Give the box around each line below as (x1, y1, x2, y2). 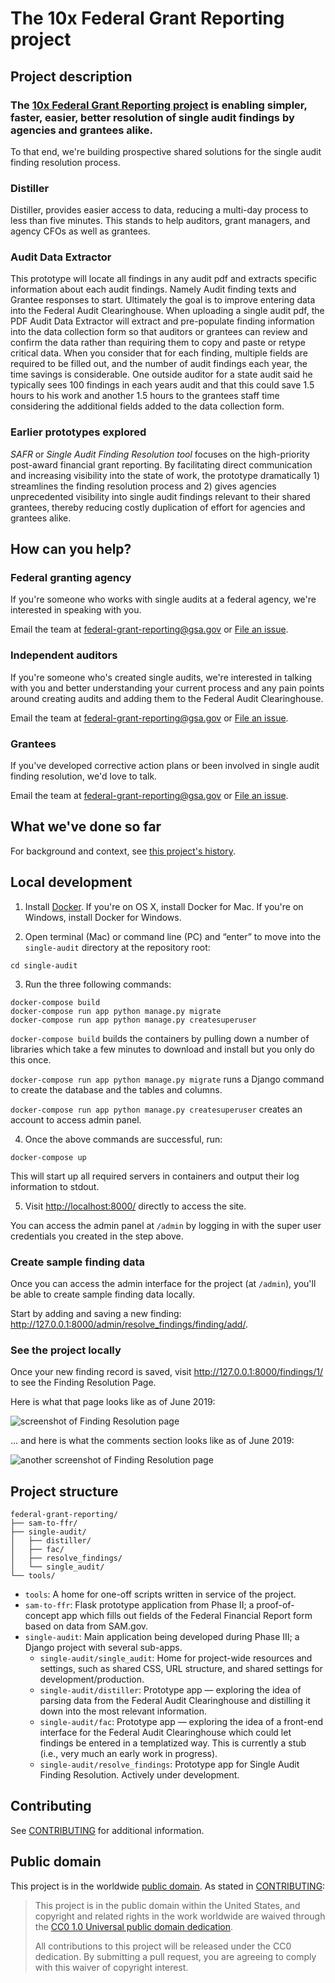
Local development (10, 874, 133, 891)
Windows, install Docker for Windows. (24, 911, 182, 923)
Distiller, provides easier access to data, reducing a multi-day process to (10, 204, 309, 216)
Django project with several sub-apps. (24, 1642, 183, 1654)
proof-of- (256, 1599, 295, 1611)
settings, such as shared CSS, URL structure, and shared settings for (39, 1663, 323, 1675)
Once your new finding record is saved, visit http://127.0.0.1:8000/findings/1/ (10, 1366, 323, 1378)
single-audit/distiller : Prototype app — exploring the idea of (39, 1684, 302, 1696)
